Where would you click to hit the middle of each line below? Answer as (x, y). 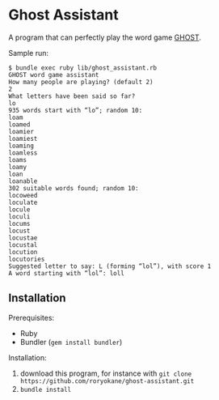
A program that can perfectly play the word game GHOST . (105, 37)
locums (19, 223)
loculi (19, 216)
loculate (23, 202)
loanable (23, 181)
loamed (19, 124)
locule (19, 209)
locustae (23, 238)
